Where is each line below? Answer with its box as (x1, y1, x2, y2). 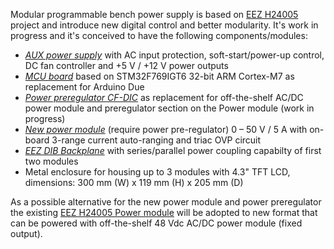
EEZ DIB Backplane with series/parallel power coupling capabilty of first (24, 145, 322, 156)
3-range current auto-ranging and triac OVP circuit (51, 134, 262, 146)
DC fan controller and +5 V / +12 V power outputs (24, 60, 229, 71)
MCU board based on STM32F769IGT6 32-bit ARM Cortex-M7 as (24, 70, 295, 82)
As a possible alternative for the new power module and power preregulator (10, 196, 322, 208)
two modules (24, 155, 79, 167)
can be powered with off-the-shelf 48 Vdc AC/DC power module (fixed (10, 217, 303, 229)
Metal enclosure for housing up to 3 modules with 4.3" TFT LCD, (24, 166, 291, 178)
